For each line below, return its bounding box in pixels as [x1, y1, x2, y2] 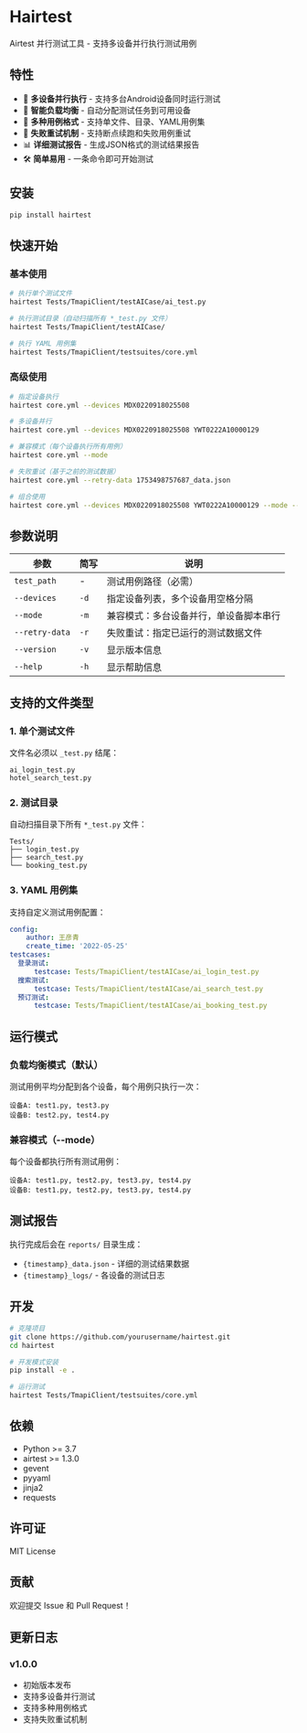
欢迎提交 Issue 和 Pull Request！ [9, 1600, 132, 1611]
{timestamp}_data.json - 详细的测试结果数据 [22, 1258, 190, 1269]
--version [14, 645, 57, 655]
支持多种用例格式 [22, 1703, 88, 1714]
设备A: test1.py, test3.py [9, 1100, 110, 1110]
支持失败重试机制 [22, 1714, 88, 1725]
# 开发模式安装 [9, 1357, 59, 1366]
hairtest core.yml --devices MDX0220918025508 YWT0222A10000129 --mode [9, 500, 288, 509]
